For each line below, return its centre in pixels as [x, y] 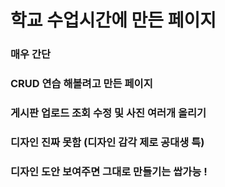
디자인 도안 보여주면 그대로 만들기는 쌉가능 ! [109, 171]
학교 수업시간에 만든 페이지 [113, 20]
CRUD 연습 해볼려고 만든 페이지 [81, 84]
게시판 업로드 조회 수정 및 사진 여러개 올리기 [108, 113]
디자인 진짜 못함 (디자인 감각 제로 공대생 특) [107, 142]
